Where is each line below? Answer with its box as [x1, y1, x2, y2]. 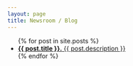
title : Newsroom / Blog [7, 17, 78, 24]
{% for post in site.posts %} [17, 36, 100, 45]
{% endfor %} [17, 51, 59, 60]
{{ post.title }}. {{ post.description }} [17, 44, 126, 53]
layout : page [7, 10, 46, 18]
